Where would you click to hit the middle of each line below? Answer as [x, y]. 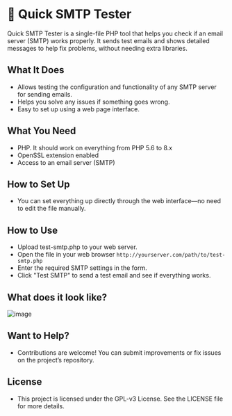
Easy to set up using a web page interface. [78, 109]
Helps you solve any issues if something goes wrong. [93, 102]
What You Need [42, 131]
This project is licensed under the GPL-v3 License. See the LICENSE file [120, 399]
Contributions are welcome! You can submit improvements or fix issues [119, 352]
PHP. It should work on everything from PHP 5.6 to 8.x [94, 147]
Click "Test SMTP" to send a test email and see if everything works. [114, 275]
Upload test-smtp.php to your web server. [77, 247]
